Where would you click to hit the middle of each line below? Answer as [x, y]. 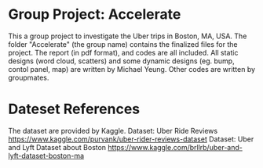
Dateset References [74, 109]
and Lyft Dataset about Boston [57, 147]
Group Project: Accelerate [95, 14]
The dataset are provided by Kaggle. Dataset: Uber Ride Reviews [113, 130]
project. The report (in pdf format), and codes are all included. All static [123, 52]
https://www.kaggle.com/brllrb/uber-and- [175, 147]
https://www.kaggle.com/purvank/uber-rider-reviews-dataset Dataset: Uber [131, 139]
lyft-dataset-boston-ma [46, 155]
